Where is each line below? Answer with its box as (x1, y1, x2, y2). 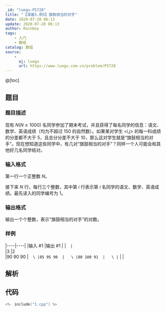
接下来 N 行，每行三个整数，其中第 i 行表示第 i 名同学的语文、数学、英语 (5, 184, 155, 190)
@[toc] (5, 77, 20, 84)
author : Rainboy (5, 26, 39, 31)
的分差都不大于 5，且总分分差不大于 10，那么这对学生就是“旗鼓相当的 (5, 134, 149, 140)
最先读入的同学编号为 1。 (14, 190, 66, 196)
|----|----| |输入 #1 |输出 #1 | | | (5, 243, 73, 249)
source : (5, 49, 22, 54)
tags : (5, 31, 17, 36)
